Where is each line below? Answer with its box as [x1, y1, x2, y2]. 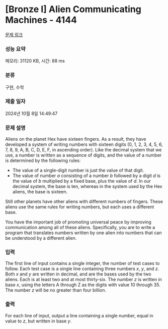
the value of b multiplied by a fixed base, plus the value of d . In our [12, 178, 151, 184]
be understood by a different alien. [5, 235, 77, 241]
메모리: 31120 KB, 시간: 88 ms [5, 58, 65, 64]
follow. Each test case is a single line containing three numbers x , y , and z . [5, 266, 159, 272]
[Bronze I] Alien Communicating [5, 4, 142, 15]
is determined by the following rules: [5, 157, 81, 163]
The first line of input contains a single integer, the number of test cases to [5, 260, 160, 266]
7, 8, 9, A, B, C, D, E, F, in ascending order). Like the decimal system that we [5, 147, 162, 153]
